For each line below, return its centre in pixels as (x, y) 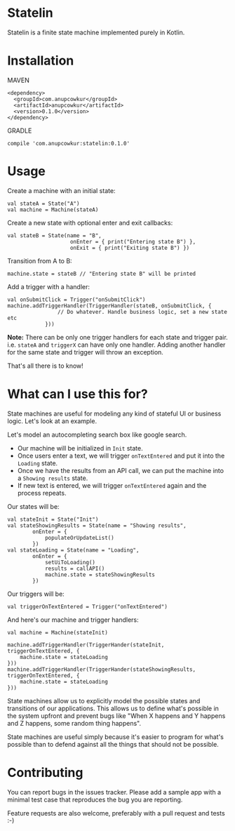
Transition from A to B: (40, 260)
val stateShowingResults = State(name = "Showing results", (97, 525)
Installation (41, 61)
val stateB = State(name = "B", (54, 235)
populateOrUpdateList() (79, 538)
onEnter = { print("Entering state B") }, (133, 241)
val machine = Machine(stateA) (53, 210)
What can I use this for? (78, 394)
